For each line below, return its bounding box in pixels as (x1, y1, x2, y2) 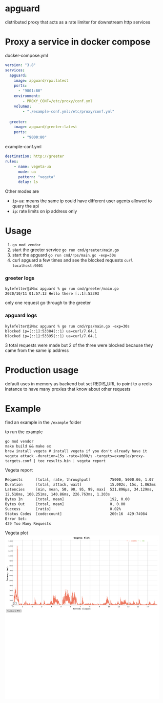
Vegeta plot (5, 530, 28, 536)
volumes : (14, 104, 32, 109)
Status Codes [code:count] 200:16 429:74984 (5, 511, 147, 516)
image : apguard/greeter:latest (14, 124, 78, 130)
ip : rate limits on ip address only (12, 209, 77, 214)
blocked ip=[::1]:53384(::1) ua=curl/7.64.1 (5, 328, 97, 333)
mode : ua (18, 169, 36, 174)
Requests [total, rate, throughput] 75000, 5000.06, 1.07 (5, 477, 154, 482)
